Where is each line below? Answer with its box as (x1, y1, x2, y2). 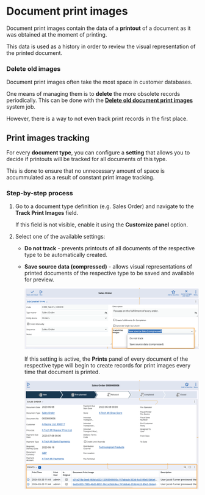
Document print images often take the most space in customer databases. (6, 78, 193, 86)
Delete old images (6, 64, 61, 73)
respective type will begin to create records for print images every (24, 362, 191, 369)
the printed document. (6, 49, 63, 56)
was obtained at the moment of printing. (6, 31, 107, 38)
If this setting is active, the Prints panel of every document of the (24, 355, 189, 363)
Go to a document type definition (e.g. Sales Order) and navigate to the (15, 203, 194, 210)
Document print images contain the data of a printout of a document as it (6, 24, 191, 32)
